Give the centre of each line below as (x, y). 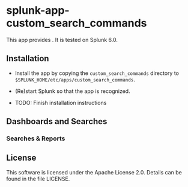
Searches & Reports (36, 138)
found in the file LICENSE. (38, 179)
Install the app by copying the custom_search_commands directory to (97, 73)
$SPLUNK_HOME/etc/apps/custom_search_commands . (75, 79)
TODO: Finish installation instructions (61, 102)
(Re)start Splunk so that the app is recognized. (72, 91)
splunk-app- (38, 10)
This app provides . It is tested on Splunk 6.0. (62, 40)
